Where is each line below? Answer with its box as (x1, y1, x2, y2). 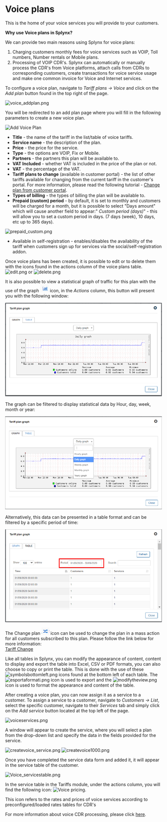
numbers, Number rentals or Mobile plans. (12, 54, 99, 60)
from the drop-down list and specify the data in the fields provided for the (5, 732, 157, 738)
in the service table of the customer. (5, 762, 80, 768)
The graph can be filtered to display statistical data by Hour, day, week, (5, 401, 151, 407)
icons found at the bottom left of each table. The (59, 671, 158, 678)
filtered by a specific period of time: (5, 519, 79, 526)
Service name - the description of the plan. (12, 139, 102, 145)
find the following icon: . (5, 787, 86, 793)
